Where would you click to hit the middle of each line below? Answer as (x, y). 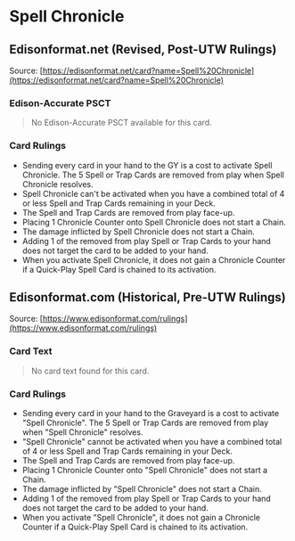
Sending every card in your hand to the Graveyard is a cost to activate (150, 413)
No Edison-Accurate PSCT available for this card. (121, 123)
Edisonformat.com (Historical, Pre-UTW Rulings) (148, 297)
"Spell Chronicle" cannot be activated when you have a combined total (152, 442)
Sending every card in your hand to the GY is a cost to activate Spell (147, 165)
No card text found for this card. (90, 371)
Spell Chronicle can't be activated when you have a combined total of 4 (153, 193)
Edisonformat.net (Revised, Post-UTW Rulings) (143, 49)
